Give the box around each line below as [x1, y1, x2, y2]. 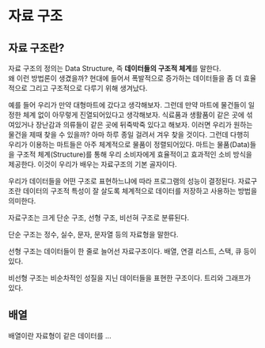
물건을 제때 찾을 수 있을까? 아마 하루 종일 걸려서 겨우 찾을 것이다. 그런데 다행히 [8, 130, 250, 139]
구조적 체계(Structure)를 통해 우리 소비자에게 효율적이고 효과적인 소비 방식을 [16, 149, 253, 159]
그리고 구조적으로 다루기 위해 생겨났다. [28, 84, 148, 93]
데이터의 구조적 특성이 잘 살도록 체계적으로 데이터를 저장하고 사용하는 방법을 [22, 187, 258, 195]
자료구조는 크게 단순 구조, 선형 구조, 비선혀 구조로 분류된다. [8, 213, 190, 222]
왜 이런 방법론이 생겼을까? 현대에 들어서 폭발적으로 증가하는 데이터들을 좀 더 [8, 74, 242, 83]
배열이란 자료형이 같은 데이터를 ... [8, 331, 112, 340]
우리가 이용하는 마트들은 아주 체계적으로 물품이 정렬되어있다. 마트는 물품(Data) [8, 140, 251, 149]
